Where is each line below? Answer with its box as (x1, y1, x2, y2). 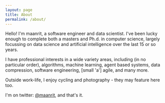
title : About (5, 12, 33, 17)
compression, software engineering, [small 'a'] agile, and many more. (5, 67, 149, 73)
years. (5, 46, 19, 53)
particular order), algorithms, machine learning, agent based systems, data (5, 62, 160, 68)
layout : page (5, 7, 33, 13)
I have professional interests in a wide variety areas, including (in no (5, 57, 146, 63)
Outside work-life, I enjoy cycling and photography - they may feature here (5, 77, 160, 83)
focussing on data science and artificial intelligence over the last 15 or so (5, 41, 156, 47)
